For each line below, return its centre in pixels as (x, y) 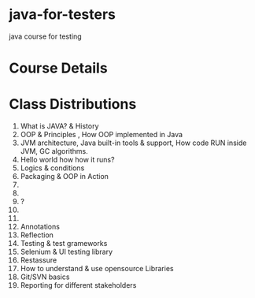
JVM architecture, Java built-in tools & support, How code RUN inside (133, 143)
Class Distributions (73, 104)
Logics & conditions (52, 168)
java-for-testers (63, 15)
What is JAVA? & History (59, 126)
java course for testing (45, 36)
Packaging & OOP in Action (65, 177)
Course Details (59, 68)
